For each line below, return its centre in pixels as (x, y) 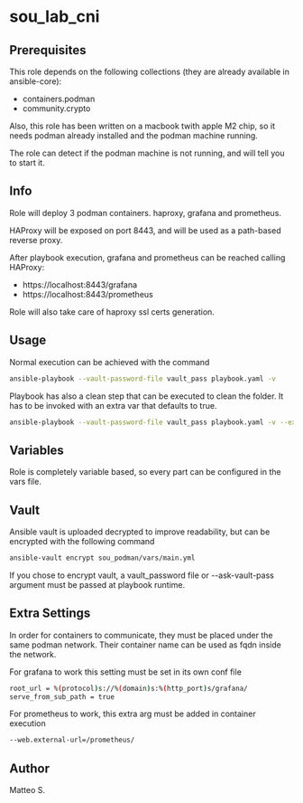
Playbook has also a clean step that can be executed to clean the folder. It (147, 396)
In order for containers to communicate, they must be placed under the (141, 635)
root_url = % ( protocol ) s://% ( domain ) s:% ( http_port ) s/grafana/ (129, 688)
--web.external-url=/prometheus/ (72, 740)
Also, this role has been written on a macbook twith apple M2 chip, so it (142, 126)
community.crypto (56, 109)
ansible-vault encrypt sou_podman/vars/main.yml (102, 558)
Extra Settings (50, 614)
